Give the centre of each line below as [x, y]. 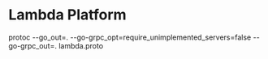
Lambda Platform [68, 15]
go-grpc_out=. [32, 45]
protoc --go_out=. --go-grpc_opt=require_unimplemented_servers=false [130, 37]
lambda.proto [81, 45]
